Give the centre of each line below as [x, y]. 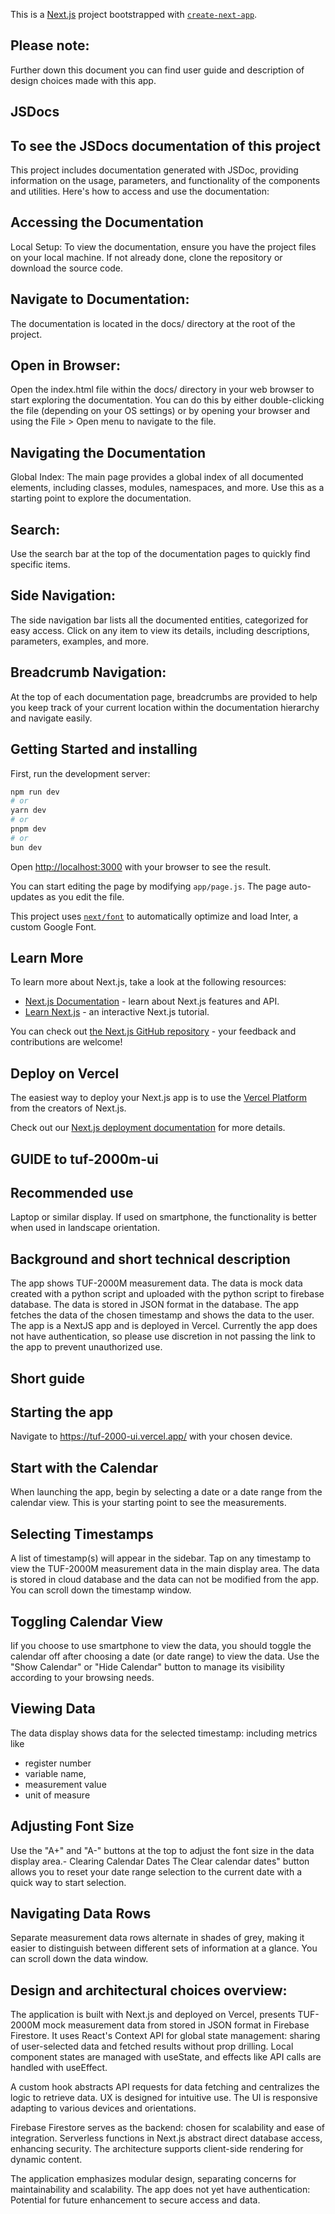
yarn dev [28, 810]
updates [27, 896]
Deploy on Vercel [65, 1073]
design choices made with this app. [83, 80]
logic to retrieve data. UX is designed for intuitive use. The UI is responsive [164, 2098]
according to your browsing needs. [82, 1677]
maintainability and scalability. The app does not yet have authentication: [160, 2190]
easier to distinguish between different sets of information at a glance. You [164, 1948]
